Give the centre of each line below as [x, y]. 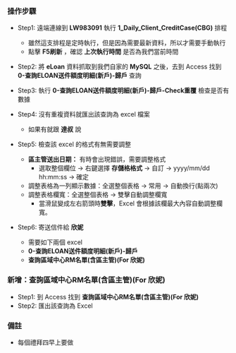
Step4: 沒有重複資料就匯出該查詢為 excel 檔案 [83, 114]
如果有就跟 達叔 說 [55, 129]
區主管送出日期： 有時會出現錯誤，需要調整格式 [97, 160]
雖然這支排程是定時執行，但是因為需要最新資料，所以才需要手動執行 [127, 43]
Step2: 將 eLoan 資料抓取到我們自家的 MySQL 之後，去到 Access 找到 [119, 67]
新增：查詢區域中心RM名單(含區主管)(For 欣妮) [86, 280]
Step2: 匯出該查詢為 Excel [55, 306]
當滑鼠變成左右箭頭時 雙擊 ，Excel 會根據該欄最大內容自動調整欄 [131, 203]
